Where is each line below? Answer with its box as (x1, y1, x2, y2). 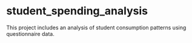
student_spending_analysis (6, 4, 148, 18)
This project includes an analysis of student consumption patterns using (6, 24, 187, 31)
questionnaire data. (6, 30, 55, 37)
